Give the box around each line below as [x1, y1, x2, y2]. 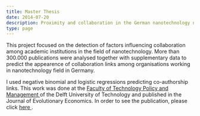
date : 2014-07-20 [6, 14, 49, 20]
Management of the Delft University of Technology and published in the [6, 91, 182, 98]
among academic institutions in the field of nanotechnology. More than [6, 48, 180, 55]
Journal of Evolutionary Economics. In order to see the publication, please [6, 98, 187, 105]
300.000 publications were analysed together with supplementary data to [6, 54, 187, 61]
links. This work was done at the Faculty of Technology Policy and [6, 84, 168, 92]
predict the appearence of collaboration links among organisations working [6, 61, 190, 68]
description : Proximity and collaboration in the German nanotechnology [6, 20, 190, 26]
